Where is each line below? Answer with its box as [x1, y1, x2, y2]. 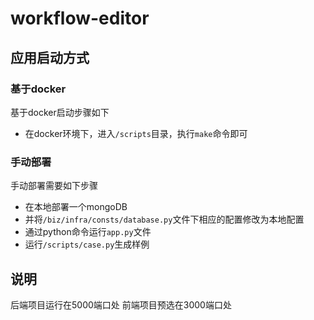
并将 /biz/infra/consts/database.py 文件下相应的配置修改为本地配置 [24, 213, 305, 226]
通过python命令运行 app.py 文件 [24, 226, 152, 238]
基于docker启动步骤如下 [10, 106, 110, 118]
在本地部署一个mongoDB [24, 201, 128, 213]
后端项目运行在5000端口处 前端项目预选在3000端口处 [10, 298, 232, 311]
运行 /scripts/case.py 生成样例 [24, 238, 150, 251]
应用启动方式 [10, 49, 90, 66]
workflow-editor [10, 7, 150, 30]
